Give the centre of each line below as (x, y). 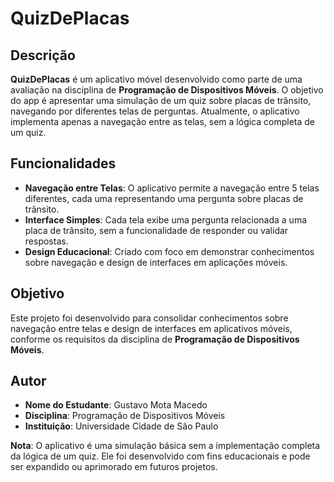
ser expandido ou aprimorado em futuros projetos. (114, 467)
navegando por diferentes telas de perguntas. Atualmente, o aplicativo (155, 111)
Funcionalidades (63, 163)
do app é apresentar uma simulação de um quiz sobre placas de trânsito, (161, 100)
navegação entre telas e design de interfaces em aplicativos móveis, (151, 328)
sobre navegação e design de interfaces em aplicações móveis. (156, 262)
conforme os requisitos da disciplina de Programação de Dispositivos (155, 339)
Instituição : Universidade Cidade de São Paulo (121, 426)
